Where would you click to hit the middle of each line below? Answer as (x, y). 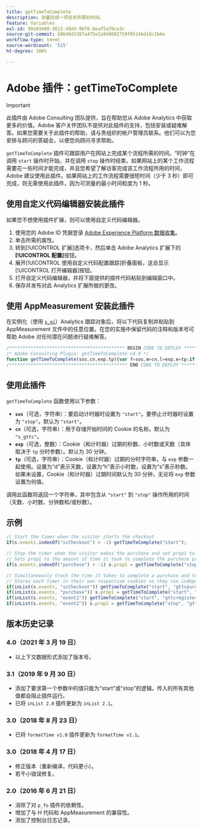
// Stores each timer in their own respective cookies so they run (93, 581)
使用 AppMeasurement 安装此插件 (71, 306)
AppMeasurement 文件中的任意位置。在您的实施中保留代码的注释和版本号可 (100, 329)
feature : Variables (31, 23)
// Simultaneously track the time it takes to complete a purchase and (98, 575)
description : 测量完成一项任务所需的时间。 (55, 17)
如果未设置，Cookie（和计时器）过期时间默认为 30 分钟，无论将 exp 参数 (105, 474)
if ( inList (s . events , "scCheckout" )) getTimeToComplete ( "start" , (88, 587)
